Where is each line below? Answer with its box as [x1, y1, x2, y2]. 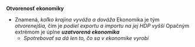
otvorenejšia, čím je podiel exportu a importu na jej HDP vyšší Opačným [14, 23, 190, 29]
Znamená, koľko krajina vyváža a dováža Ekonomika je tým [14, 16, 160, 23]
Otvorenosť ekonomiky [6, 5, 64, 12]
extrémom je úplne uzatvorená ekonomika [14, 28, 120, 35]
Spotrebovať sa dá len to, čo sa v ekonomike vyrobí [23, 35, 149, 41]
